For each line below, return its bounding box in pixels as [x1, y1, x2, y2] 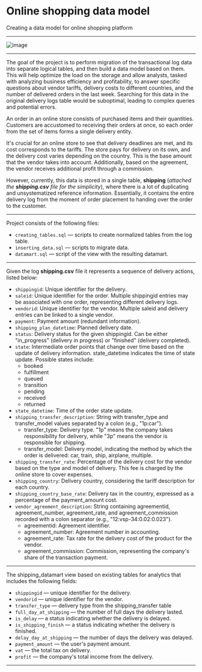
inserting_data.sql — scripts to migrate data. [14, 243, 129, 251]
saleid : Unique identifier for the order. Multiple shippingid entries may [14, 292, 188, 299]
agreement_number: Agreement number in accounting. [23, 528, 161, 536]
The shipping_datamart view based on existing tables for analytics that [6, 571, 182, 578]
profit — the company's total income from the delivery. [14, 653, 154, 660]
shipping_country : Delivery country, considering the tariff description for [14, 477, 195, 484]
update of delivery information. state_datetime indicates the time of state [14, 349, 195, 356]
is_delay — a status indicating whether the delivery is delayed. [14, 614, 171, 622]
